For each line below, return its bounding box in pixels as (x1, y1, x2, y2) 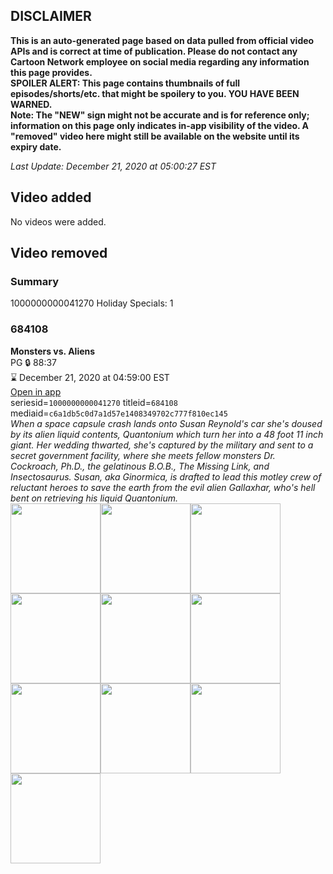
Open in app (10, 385, 62, 398)
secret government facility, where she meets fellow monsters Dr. (10, 449, 276, 461)
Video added (10, 189, 92, 206)
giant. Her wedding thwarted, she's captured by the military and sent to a (10, 439, 314, 451)
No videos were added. (10, 215, 107, 228)
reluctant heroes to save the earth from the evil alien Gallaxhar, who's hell (10, 481, 316, 493)
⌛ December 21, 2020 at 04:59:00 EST (10, 371, 170, 383)
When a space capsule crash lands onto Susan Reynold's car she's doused (10, 417, 323, 429)
